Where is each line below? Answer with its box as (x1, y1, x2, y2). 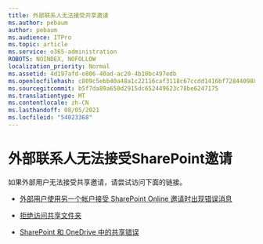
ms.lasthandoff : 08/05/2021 (8, 107, 100, 115)
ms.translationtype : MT (8, 92, 86, 100)
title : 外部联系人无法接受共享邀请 (8, 11, 109, 20)
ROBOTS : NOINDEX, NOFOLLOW (8, 56, 96, 64)
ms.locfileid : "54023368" (8, 114, 92, 122)
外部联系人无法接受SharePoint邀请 (8, 150, 232, 168)
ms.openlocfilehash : (8, 77, 76, 85)
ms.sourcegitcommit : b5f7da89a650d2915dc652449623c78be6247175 (8, 84, 219, 93)
